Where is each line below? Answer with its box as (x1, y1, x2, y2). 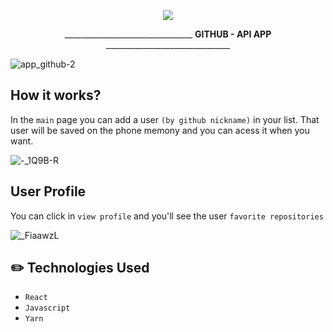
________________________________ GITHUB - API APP (64, 28, 272, 40)
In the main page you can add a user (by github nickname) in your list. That (10, 113, 320, 125)
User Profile (10, 183, 87, 200)
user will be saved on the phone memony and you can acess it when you (10, 124, 310, 136)
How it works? (10, 87, 102, 104)
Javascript (24, 303, 71, 314)
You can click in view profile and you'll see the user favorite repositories (10, 210, 324, 222)
